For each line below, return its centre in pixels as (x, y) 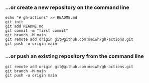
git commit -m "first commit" (37, 31)
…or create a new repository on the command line (67, 7)
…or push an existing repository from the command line (74, 56)
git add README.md (24, 26)
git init (14, 22)
